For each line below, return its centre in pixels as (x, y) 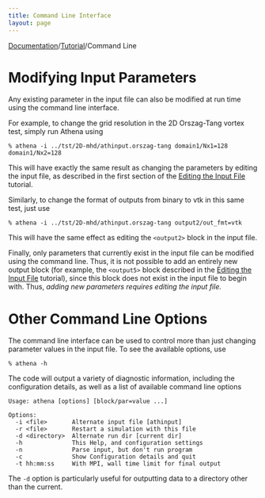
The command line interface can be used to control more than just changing (132, 341)
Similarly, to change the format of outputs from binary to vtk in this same (127, 200)
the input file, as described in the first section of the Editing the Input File (127, 176)
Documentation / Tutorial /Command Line (72, 45)
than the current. (36, 487)
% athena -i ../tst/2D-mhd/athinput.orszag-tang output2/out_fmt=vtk (125, 223)
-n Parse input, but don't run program (104, 450)
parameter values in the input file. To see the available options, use (117, 349)
